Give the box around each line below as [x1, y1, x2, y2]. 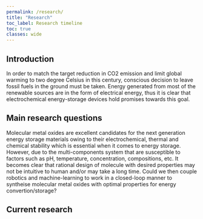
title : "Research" [6, 15, 53, 21]
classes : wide [6, 31, 42, 38]
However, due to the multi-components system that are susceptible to [6, 148, 181, 155]
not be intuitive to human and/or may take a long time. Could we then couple [6, 168, 198, 175]
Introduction [6, 54, 55, 64]
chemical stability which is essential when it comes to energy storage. [6, 142, 181, 149]
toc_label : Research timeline [6, 20, 83, 26]
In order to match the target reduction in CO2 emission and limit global [6, 70, 182, 77]
